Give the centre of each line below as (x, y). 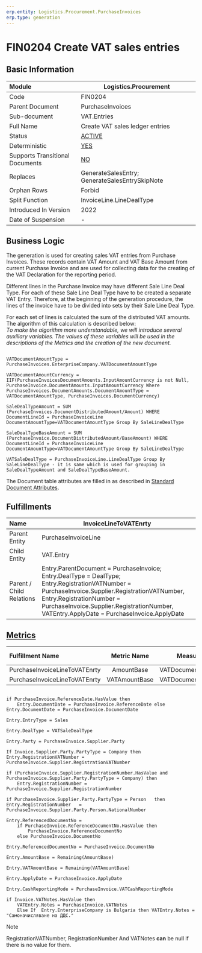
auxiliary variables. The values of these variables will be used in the (90, 337)
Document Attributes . (33, 488)
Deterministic (28, 145)
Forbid (90, 190)
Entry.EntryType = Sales (37, 720)
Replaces (22, 177)
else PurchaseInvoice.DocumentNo (59, 836)
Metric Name (130, 656)
